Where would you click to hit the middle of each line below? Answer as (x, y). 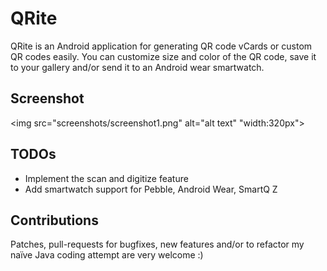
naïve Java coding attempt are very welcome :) (107, 255)
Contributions (54, 220)
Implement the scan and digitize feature (106, 178)
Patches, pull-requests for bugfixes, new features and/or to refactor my (157, 244)
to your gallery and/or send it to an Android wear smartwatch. (137, 67)
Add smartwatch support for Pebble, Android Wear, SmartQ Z (151, 189)
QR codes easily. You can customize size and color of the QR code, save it (163, 56)
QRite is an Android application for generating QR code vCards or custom (161, 46)
